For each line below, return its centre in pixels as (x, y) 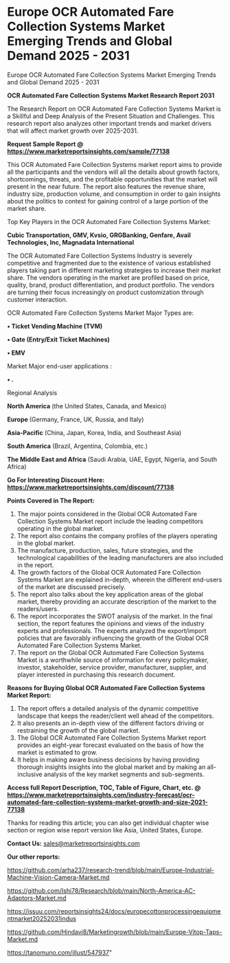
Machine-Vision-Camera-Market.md (58, 877)
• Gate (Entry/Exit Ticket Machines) (58, 339)
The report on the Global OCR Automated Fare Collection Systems (111, 652)
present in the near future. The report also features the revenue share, (106, 186)
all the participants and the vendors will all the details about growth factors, (114, 172)
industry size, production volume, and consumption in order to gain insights (114, 194)
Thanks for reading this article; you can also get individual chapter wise (108, 823)
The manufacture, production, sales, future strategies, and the (105, 550)
